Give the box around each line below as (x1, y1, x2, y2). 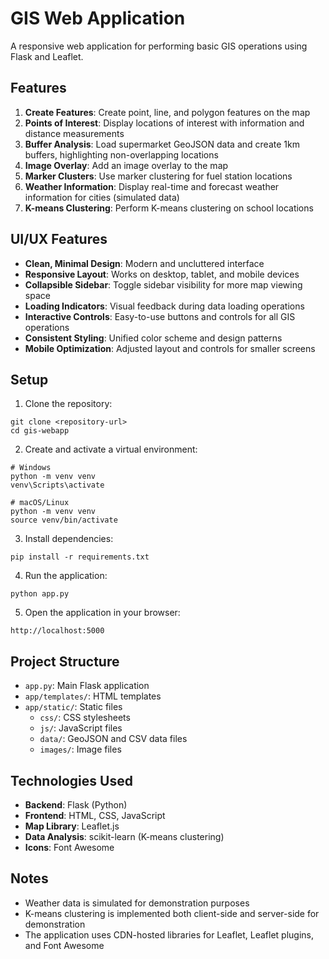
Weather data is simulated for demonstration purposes (24, 897, 250, 909)
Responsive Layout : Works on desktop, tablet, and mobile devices (24, 268, 300, 280)
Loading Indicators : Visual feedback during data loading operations (24, 300, 305, 312)
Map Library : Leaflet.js (24, 820, 120, 832)
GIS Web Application (10, 7, 186, 30)
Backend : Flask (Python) (24, 799, 128, 811)
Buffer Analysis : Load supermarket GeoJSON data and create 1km (24, 138, 300, 150)
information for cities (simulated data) (24, 191, 180, 203)
